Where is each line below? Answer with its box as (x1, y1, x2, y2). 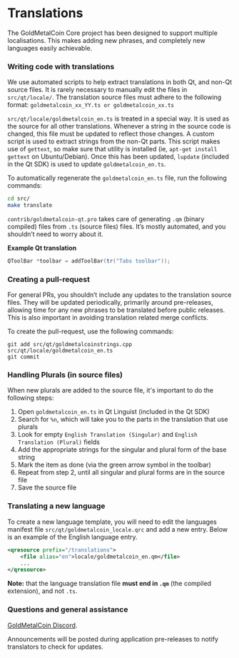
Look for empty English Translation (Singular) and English (17, 430, 198, 439)
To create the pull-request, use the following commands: (7, 327, 174, 336)
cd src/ (7, 195, 31, 203)
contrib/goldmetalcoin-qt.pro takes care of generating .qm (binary (7, 214, 205, 223)
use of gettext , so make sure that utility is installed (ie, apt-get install (7, 145, 218, 153)
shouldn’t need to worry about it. (7, 230, 103, 238)
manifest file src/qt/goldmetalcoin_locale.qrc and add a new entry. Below (7, 525, 228, 533)
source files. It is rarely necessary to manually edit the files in (7, 86, 188, 94)
